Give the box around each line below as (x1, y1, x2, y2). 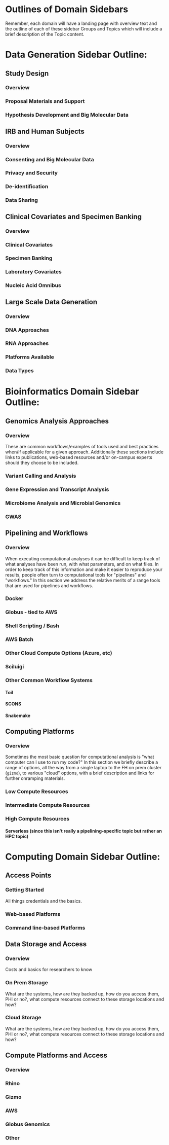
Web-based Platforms (5, 910, 61, 917)
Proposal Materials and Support (5, 98, 85, 105)
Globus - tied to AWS (5, 609, 58, 616)
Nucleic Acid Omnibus (5, 282, 62, 289)
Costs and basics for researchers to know (5, 967, 93, 973)
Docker (5, 595, 24, 602)
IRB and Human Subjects (5, 127, 85, 135)
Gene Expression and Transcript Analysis (5, 486, 109, 493)
